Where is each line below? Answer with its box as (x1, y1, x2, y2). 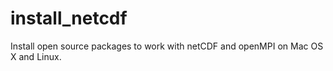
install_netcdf (10, 7, 128, 30)
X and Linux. (10, 50, 62, 62)
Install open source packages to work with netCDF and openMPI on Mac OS (10, 40, 324, 52)
